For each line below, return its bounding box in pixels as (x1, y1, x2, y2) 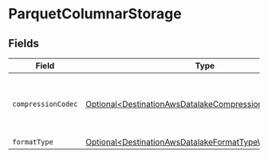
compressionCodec (12, 100, 78, 109)
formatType (12, 137, 53, 146)
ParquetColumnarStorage (8, 5, 182, 23)
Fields (8, 37, 40, 50)
